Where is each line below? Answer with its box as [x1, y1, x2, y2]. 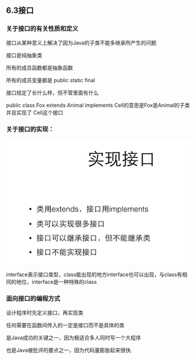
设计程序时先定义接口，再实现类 [6, 309, 83, 316]
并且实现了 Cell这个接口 [6, 109, 63, 116]
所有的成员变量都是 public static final [6, 76, 95, 83]
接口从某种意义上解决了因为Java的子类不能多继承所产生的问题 [6, 39, 157, 46]
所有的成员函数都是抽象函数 [6, 64, 73, 71]
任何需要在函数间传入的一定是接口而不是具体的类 [6, 321, 124, 328]
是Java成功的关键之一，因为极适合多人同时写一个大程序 [6, 334, 141, 341]
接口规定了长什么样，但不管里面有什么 [6, 89, 99, 96]
